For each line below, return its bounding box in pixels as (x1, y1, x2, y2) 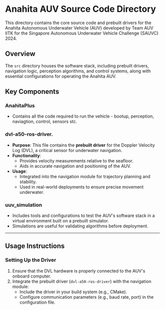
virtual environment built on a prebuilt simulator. (12, 218, 109, 224)
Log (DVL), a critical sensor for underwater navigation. (12, 147, 123, 153)
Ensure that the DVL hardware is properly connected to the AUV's (12, 268, 146, 274)
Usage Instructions (5, 242, 65, 250)
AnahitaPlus (5, 102, 35, 109)
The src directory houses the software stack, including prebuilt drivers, (5, 62, 149, 68)
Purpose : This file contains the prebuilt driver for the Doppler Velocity (12, 142, 155, 148)
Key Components (5, 88, 59, 96)
